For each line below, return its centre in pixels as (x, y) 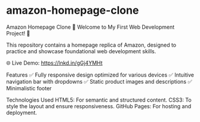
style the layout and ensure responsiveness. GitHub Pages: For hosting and (99, 106)
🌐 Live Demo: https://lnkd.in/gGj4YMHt (54, 63)
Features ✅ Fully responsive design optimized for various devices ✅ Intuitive (100, 75)
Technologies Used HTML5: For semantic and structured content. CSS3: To (99, 100)
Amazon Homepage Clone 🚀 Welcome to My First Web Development (90, 27)
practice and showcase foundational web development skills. (81, 51)
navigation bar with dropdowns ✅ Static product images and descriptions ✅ (99, 81)
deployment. (21, 112)
